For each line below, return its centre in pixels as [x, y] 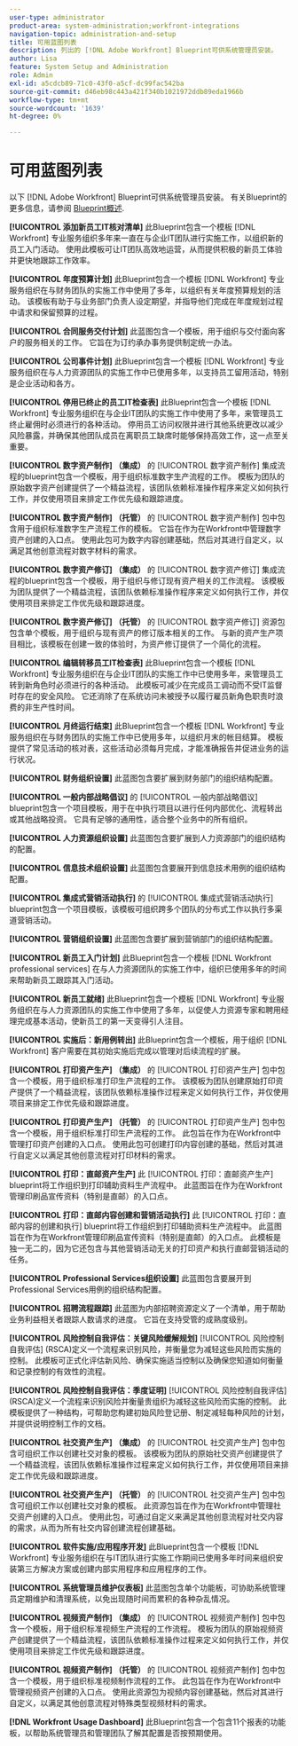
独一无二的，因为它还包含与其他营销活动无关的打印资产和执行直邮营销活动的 [149, 1248]
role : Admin [31, 75]
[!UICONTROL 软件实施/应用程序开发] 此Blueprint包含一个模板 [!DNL [134, 1547]
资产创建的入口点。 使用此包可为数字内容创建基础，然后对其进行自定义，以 [146, 540]
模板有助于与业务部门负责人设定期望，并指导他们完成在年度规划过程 [159, 302]
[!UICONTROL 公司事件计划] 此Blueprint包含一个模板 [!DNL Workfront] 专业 [147, 361]
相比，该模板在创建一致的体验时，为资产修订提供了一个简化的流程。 [141, 644]
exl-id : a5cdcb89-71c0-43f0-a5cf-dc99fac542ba [97, 83]
